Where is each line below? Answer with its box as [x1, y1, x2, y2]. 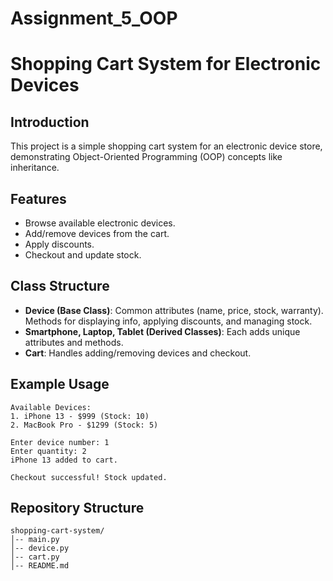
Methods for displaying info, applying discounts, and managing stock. [24, 315, 313, 327]
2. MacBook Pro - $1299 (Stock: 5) [10, 420, 159, 430]
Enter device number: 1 [10, 437, 110, 447]
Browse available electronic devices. [24, 217, 176, 229]
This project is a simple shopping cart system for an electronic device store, [10, 140, 323, 152]
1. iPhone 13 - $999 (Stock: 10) [10, 411, 150, 421]
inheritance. [10, 162, 60, 174]
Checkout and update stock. [24, 249, 142, 261]
